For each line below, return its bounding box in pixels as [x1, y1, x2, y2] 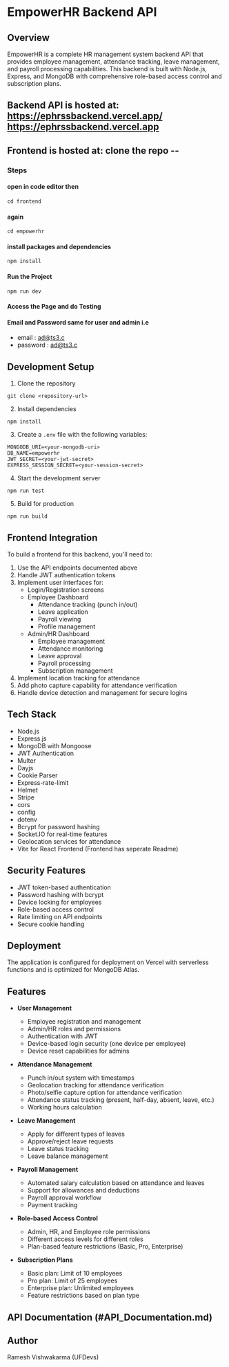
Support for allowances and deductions [27, 1186, 140, 1195]
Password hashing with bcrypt [17, 890, 104, 898]
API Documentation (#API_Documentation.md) [7, 1311, 212, 1323]
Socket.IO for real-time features [17, 830, 108, 838]
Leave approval [37, 651, 82, 660]
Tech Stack [7, 709, 57, 721]
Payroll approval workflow [27, 1193, 102, 1202]
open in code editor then [7, 183, 79, 191]
